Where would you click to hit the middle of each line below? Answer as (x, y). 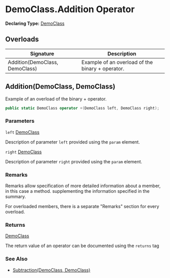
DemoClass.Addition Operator (70, 9)
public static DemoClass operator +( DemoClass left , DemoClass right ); (82, 108)
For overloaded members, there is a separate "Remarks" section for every (82, 206)
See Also (16, 259)
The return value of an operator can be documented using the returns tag (82, 246)
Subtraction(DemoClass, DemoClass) (51, 270)
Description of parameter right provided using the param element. (74, 161)
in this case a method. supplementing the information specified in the (77, 191)
